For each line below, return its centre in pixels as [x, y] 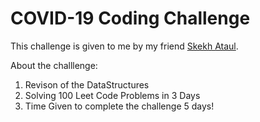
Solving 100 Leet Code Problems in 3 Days [112, 95]
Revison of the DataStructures [87, 84]
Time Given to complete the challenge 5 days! [119, 106]
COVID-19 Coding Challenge [130, 18]
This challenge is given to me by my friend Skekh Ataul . [124, 46]
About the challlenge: [54, 65]
